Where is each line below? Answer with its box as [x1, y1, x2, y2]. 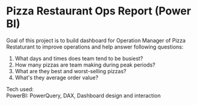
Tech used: [6, 85, 34, 92]
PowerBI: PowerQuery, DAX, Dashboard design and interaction [6, 92, 161, 99]
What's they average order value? [14, 74, 99, 81]
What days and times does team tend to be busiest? [14, 55, 144, 62]
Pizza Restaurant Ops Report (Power [6, 4, 192, 18]
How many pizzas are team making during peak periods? [14, 61, 156, 68]
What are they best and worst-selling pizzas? [14, 67, 127, 74]
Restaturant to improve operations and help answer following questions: [6, 43, 184, 50]
